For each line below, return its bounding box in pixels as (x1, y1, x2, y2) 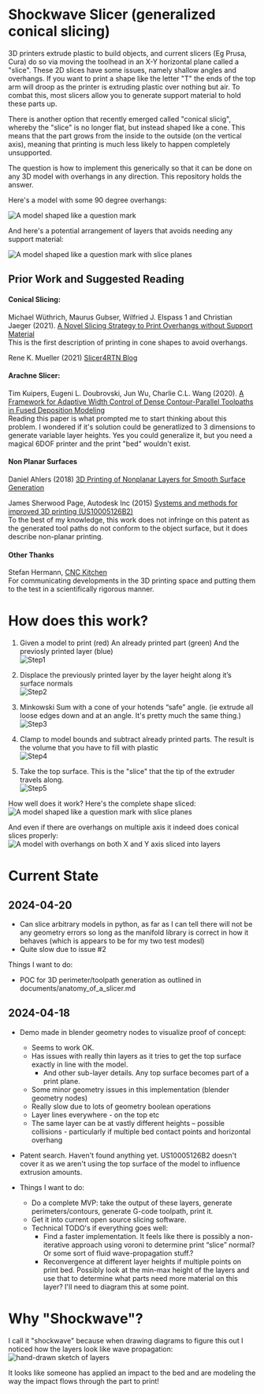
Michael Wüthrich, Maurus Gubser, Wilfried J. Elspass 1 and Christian (8, 312, 232, 322)
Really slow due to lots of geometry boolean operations (31, 1101, 211, 1111)
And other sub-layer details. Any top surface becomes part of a (43, 1067, 250, 1077)
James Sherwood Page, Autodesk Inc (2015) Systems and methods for (8, 498, 238, 508)
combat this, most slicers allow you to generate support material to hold (8, 90, 242, 100)
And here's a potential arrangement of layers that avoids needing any (8, 225, 233, 235)
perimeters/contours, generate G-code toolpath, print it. (31, 1206, 214, 1215)
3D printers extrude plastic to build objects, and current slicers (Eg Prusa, (8, 48, 247, 58)
